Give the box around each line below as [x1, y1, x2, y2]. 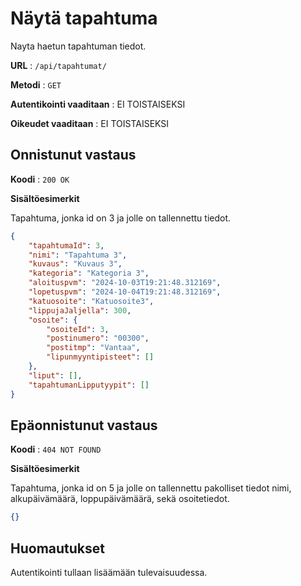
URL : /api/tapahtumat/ [10, 59, 107, 71]
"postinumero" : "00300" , [46, 333, 150, 344]
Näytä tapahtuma [10, 7, 158, 30]
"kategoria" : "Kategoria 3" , [28, 268, 150, 279]
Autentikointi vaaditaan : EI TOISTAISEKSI [10, 98, 186, 110]
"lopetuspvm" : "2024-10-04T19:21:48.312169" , [28, 287, 222, 297]
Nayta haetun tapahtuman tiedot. [10, 40, 147, 52]
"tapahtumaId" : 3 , [28, 240, 105, 251]
